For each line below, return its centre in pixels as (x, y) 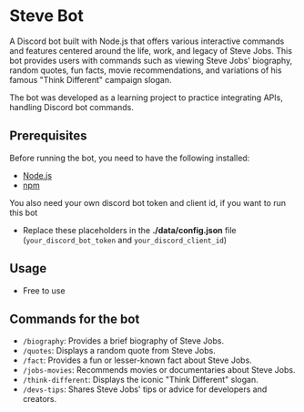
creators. (40, 399)
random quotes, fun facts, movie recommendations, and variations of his (146, 70)
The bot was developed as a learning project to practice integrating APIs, (147, 98)
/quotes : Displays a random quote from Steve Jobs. (119, 351)
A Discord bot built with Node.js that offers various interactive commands (147, 41)
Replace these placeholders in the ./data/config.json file (129, 230)
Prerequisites (48, 136)
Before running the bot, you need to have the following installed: (130, 158)
